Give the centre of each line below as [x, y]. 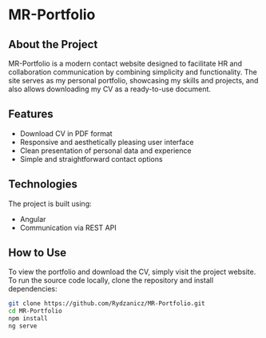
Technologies [43, 185]
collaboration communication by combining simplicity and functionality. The [133, 72]
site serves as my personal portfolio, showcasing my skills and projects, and [133, 80]
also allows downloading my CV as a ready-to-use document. [110, 89]
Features [31, 114]
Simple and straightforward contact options [91, 159]
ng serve [23, 326]
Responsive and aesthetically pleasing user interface [107, 142]
